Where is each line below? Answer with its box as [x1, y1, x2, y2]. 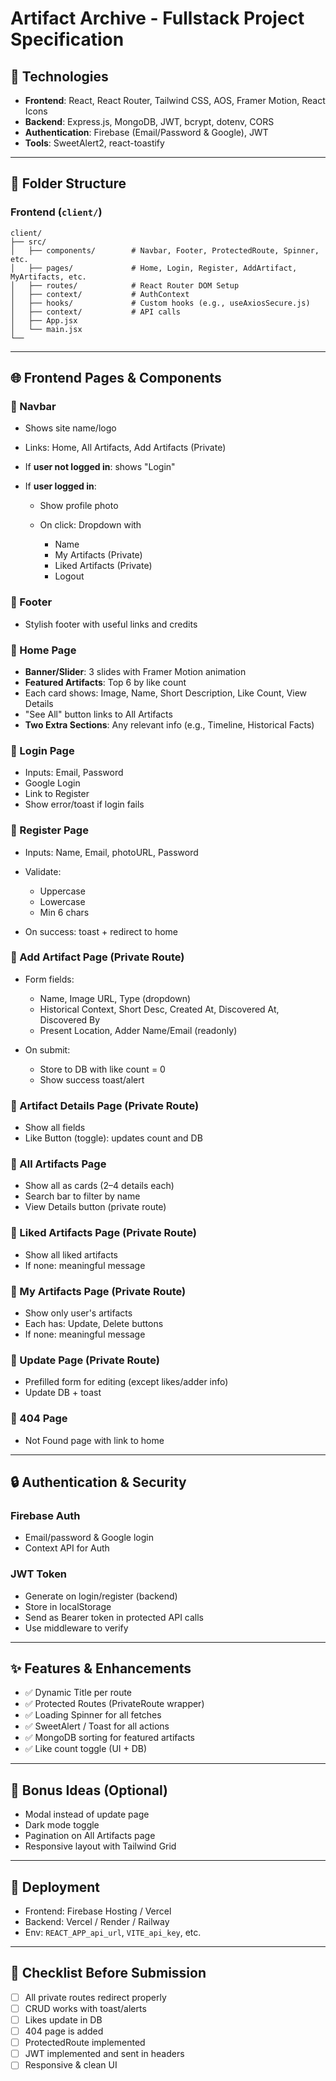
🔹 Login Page [10, 743, 75, 757]
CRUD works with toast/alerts [24, 2002, 147, 2014]
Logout [54, 570, 85, 582]
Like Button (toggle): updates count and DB [24, 1132, 203, 1144]
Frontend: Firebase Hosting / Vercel [24, 1905, 172, 1917]
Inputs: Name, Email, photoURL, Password [24, 846, 199, 858]
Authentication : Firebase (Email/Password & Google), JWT [24, 127, 269, 138]
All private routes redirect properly [24, 1991, 167, 2003]
